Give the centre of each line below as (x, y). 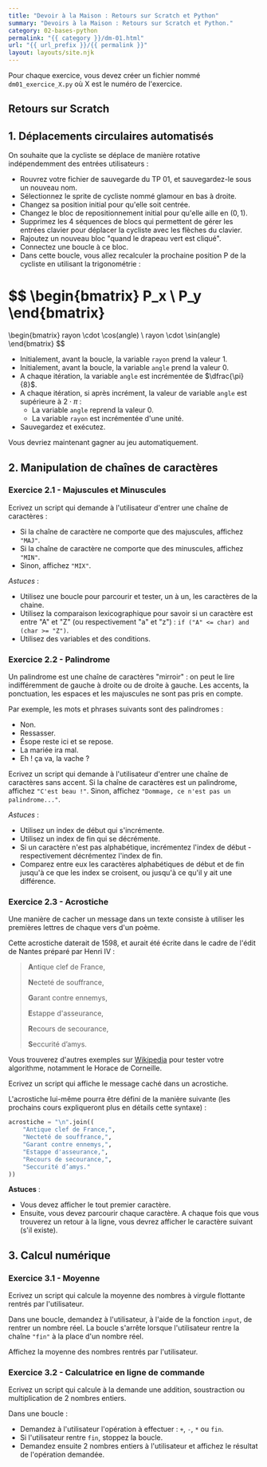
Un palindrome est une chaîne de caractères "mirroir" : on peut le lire (122, 677)
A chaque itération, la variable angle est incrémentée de (111, 377)
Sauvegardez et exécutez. (63, 427)
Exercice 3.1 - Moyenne (54, 1278)
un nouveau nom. (49, 187)
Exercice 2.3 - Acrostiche (59, 902)
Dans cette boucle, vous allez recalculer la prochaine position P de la (133, 255)
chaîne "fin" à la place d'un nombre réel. (76, 1336)
